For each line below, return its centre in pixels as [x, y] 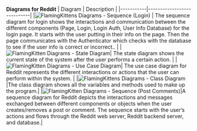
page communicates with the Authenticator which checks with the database [99, 41]
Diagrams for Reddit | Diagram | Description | [62, 9]
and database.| [25, 122]
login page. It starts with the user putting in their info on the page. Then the [98, 34]
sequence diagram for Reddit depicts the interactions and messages [89, 97]
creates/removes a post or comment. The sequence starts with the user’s [96, 110]
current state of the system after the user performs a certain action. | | [92, 60]
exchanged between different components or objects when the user [89, 103]
